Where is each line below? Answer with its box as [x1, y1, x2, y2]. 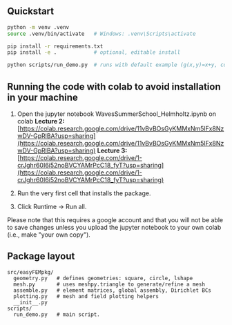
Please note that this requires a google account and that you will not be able [7, 216, 224, 224]
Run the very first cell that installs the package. [17, 189, 151, 197]
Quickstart [7, 6, 55, 17]
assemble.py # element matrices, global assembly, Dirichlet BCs [13, 286, 212, 294]
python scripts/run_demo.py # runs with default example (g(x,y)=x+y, [7, 61, 217, 68]
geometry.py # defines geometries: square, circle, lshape [13, 275, 193, 282]
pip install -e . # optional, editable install [7, 49, 181, 56]
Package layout [7, 250, 75, 262]
